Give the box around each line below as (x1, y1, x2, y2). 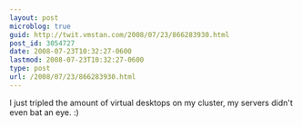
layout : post (9, 13, 59, 23)
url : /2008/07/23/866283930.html (9, 73, 136, 82)
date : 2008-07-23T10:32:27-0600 (9, 47, 132, 56)
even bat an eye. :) (9, 106, 79, 118)
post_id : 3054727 (9, 38, 75, 48)
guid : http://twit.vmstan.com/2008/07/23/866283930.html (9, 30, 230, 39)
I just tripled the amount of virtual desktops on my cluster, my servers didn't (9, 97, 294, 108)
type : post (9, 64, 51, 73)
